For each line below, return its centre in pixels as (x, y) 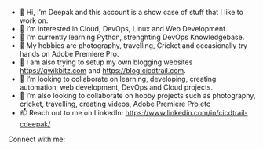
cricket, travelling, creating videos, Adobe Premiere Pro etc (115, 104)
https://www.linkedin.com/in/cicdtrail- (186, 113)
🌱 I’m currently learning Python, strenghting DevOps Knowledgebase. (132, 37)
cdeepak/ (35, 124)
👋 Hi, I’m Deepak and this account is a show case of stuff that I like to (131, 12)
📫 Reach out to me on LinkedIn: (71, 113)
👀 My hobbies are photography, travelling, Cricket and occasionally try (133, 46)
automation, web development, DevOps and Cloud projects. (116, 87)
